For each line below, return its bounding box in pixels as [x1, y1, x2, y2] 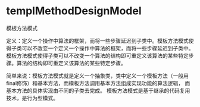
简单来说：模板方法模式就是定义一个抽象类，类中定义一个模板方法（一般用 [6, 72, 189, 79]
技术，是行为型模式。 [6, 94, 58, 102]
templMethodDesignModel [6, 4, 142, 18]
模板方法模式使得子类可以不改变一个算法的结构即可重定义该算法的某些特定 [6, 52, 189, 59]
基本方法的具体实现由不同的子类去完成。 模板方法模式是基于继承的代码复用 [6, 87, 190, 94]
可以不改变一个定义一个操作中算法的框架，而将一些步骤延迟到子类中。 [21, 45, 194, 52]
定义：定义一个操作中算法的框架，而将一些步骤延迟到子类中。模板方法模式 [6, 37, 189, 44]
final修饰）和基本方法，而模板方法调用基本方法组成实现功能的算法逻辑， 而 [6, 79, 190, 87]
